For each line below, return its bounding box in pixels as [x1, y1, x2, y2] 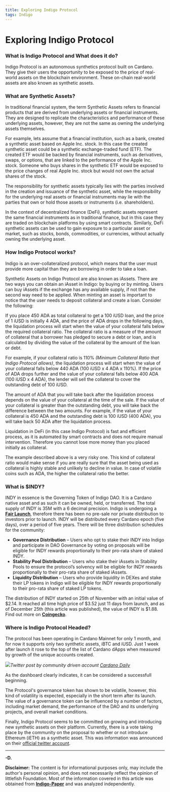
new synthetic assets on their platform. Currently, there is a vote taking [5, 724, 153, 730]
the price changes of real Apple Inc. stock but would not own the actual [5, 168, 154, 174]
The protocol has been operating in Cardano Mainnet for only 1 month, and [5, 636, 161, 642]
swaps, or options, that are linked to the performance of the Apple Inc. [5, 157, 152, 163]
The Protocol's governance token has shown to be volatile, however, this [5, 687, 157, 694]
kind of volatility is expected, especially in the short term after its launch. [5, 692, 156, 699]
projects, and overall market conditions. [5, 709, 88, 715]
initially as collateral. [5, 444, 48, 450]
